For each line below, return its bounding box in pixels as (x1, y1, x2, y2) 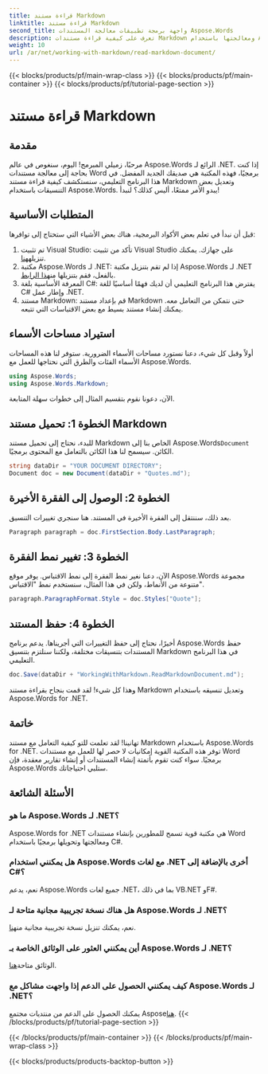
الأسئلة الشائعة (9, 786, 74, 800)
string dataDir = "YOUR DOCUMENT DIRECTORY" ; (9, 462, 162, 470)
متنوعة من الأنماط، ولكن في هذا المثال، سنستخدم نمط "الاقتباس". (9, 579, 204, 590)
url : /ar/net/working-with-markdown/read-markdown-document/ (9, 49, 216, 57)
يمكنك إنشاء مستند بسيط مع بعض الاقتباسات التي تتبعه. (20, 304, 184, 313)
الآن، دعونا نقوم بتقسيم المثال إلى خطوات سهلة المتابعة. (9, 394, 175, 403)
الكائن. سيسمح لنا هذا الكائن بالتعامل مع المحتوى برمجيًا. (9, 447, 174, 457)
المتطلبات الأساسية (9, 208, 94, 221)
